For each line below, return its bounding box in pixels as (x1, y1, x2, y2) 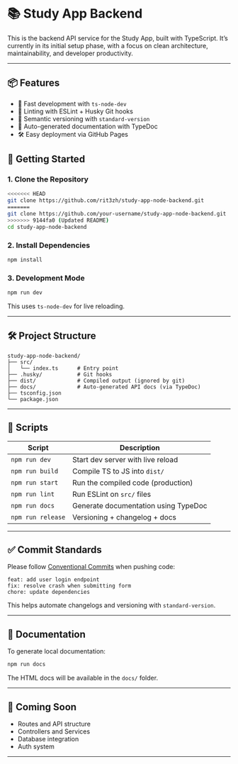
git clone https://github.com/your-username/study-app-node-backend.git (7, 210, 227, 218)
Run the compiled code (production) (72, 478, 193, 488)
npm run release (11, 513, 66, 521)
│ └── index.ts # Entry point (7, 364, 119, 372)
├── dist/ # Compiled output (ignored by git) (7, 377, 186, 384)
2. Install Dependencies (7, 240, 91, 250)
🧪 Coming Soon (7, 701, 76, 713)
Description (119, 442, 161, 452)
